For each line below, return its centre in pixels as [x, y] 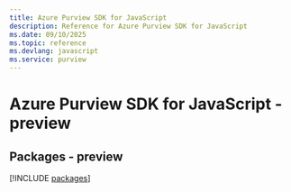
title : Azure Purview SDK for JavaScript [88, 18]
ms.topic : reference [48, 43]
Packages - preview [66, 156]
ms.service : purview [48, 59]
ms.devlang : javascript [54, 51]
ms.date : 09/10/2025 [48, 34]
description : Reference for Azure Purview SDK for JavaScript [128, 26]
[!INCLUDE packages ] [50, 178]
